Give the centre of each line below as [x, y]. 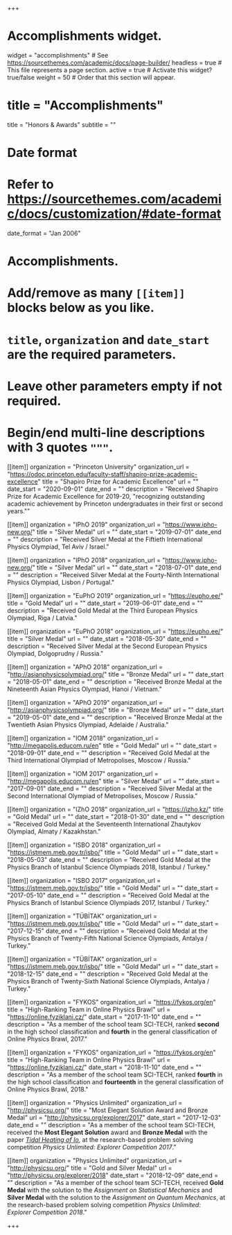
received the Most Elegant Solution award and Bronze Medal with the [107, 1132]
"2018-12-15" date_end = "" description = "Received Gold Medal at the [108, 974]
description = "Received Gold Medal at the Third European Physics [102, 610]
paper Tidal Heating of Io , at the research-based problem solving [100, 1139]
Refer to [30, 184]
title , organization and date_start [108, 339]
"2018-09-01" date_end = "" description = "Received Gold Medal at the [108, 753]
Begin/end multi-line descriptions [106, 432]
